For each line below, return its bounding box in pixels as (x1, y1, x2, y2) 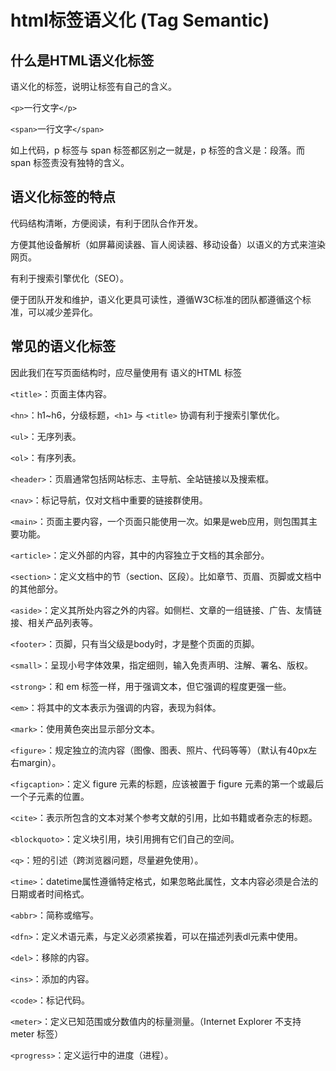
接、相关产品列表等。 (10, 616, 98, 628)
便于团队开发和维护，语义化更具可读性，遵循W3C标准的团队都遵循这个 (10, 293, 303, 305)
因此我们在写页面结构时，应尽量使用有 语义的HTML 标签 (10, 366, 242, 378)
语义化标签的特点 (10, 189, 116, 206)
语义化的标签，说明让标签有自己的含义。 (10, 81, 177, 92)
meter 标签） (10, 1027, 64, 1040)
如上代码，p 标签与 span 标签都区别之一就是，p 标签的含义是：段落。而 (10, 144, 306, 156)
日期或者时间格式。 (10, 887, 90, 900)
